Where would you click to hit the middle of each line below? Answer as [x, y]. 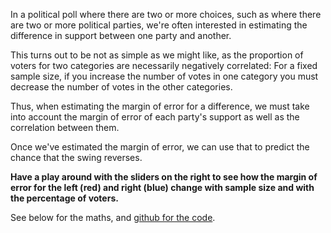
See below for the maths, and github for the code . [113, 217]
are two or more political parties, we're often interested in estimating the [159, 25]
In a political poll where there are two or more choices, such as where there [166, 14]
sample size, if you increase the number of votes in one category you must [164, 76]
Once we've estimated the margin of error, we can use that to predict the [160, 147]
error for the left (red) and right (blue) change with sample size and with [162, 187]
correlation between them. [65, 127]
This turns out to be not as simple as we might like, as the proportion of [157, 55]
